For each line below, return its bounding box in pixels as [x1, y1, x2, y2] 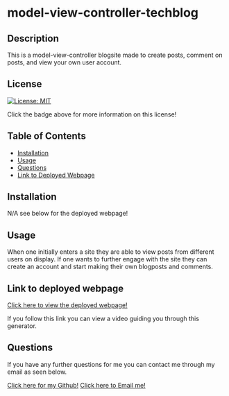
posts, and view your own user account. [7, 58, 122, 67]
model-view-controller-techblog [7, 5, 199, 21]
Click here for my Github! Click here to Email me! [7, 381, 146, 389]
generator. [7, 322, 37, 330]
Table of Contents [7, 130, 87, 142]
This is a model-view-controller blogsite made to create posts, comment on [7, 51, 223, 59]
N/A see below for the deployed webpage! [7, 209, 128, 218]
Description [7, 33, 59, 44]
